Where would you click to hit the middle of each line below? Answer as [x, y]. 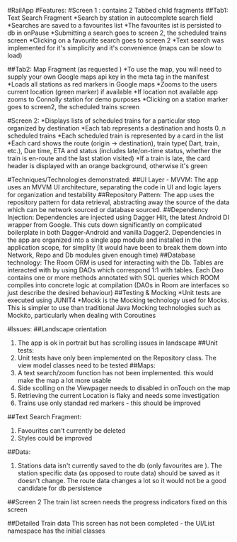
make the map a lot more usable [64, 380]
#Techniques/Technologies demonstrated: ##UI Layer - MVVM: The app [113, 179]
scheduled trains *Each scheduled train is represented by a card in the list [116, 135]
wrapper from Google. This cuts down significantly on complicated [105, 225]
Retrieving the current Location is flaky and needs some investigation [118, 396]
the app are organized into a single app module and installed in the [104, 240]
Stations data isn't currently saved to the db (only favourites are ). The [120, 465]
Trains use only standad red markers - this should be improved [109, 403]
